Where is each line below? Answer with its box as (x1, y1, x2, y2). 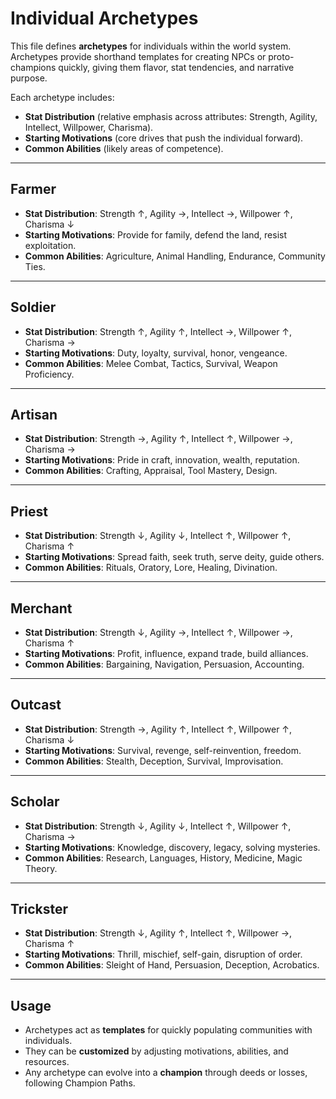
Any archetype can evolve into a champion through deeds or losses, (24, 1067, 308, 1079)
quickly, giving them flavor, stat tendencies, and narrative (58, 61, 295, 73)
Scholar (10, 793, 60, 811)
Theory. (24, 862, 58, 874)
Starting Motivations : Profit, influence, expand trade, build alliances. (24, 648, 309, 659)
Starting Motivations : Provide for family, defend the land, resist (24, 228, 288, 241)
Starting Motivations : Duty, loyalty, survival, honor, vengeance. (24, 347, 288, 359)
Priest (10, 503, 48, 520)
